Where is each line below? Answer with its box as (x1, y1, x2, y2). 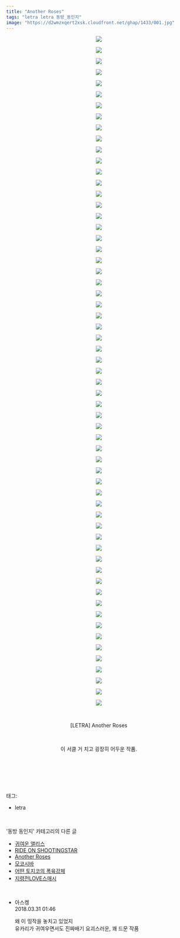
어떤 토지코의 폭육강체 (14, 868, 66, 875)
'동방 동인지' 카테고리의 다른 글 (6, 828, 77, 835)
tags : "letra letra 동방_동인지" (6, 14, 82, 20)
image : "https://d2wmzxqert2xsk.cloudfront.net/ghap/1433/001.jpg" (6, 19, 175, 25)
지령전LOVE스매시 (14, 875, 57, 882)
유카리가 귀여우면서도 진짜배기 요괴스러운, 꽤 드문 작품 (14, 925, 139, 932)
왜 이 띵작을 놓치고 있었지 (14, 918, 74, 925)
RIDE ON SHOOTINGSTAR (14, 847, 78, 854)
